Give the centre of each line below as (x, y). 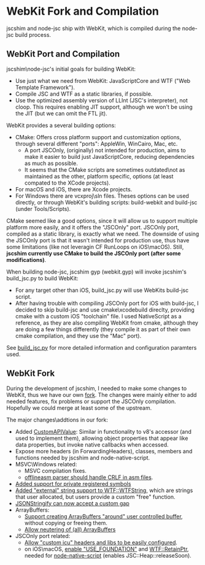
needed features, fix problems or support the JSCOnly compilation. (91, 401)
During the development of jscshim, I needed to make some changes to (97, 388)
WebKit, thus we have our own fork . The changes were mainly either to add (102, 394)
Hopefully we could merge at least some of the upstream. (79, 408)
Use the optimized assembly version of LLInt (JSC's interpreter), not (102, 100)
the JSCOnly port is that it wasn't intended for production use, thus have (98, 240)
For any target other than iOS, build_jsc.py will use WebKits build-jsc (102, 290)
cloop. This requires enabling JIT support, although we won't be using (104, 107)
